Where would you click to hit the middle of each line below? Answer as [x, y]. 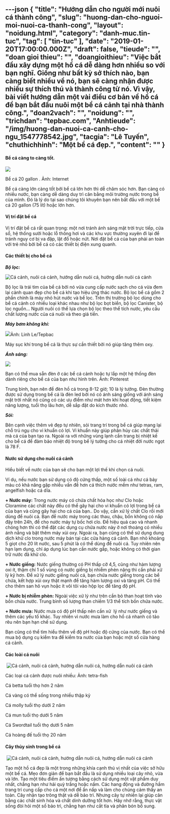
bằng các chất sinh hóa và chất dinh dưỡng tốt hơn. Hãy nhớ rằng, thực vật [84, 800]
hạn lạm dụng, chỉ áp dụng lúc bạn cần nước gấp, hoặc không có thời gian [83, 549]
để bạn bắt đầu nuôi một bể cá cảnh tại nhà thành [85, 105]
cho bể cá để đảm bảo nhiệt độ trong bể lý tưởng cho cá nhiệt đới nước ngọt [85, 441]
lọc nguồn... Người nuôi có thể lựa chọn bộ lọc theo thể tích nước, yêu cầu [83, 309]
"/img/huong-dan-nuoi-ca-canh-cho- [67, 129]
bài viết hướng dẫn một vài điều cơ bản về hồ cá [82, 97]
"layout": [108, 25]
